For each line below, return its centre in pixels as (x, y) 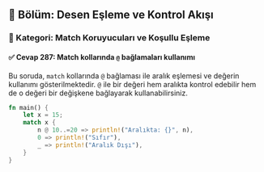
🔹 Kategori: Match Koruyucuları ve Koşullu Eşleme (109, 38)
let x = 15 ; (43, 115)
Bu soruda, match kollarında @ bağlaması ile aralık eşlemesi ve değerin (124, 76)
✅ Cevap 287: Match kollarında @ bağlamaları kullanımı (102, 57)
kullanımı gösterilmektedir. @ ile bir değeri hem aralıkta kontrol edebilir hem (132, 84)
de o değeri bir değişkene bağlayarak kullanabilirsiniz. (98, 93)
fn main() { (28, 107)
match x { (40, 123)
